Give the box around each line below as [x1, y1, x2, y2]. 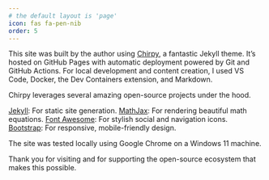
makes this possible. [8, 163, 77, 173]
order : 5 [8, 27, 38, 35]
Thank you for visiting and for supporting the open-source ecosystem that [8, 154, 257, 164]
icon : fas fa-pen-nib [8, 19, 82, 27]
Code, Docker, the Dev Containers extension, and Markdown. [8, 74, 213, 85]
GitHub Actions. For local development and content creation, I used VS [8, 66, 245, 76]
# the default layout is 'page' [8, 11, 117, 20]
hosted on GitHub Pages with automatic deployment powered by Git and [8, 57, 250, 67]
